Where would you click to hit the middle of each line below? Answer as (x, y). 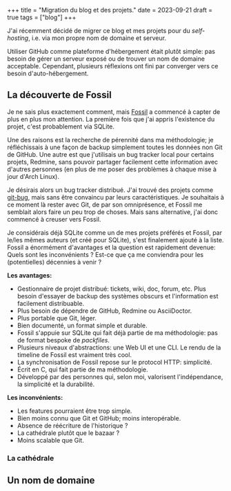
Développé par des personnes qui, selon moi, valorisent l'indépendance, (120, 376)
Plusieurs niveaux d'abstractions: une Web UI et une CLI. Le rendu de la (119, 347)
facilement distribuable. (51, 303)
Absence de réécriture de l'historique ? (72, 425)
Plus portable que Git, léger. (57, 318)
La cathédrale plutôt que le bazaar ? (68, 433)
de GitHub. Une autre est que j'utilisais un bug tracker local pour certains (111, 154)
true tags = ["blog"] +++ (42, 17)
